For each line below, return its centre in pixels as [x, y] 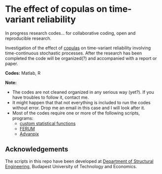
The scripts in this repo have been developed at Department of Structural [79, 161]
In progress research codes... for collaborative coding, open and [70, 33]
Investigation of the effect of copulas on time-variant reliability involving [78, 48]
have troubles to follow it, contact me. [50, 97]
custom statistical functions [48, 123]
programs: [23, 118]
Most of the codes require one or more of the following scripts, [76, 113]
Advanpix [29, 134]
